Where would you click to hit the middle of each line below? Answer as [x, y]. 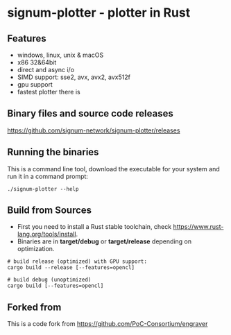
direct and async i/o [46, 70]
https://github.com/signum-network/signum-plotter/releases [94, 130]
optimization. [36, 249]
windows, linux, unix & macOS [60, 55]
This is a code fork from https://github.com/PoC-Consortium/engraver [108, 324]
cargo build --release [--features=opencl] [71, 268]
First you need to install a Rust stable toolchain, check [94, 227]
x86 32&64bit [37, 62]
